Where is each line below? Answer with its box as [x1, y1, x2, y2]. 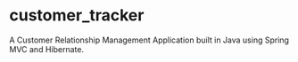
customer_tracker [9, 5, 145, 26]
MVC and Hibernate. [9, 43, 85, 54]
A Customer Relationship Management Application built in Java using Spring [9, 35, 290, 45]
